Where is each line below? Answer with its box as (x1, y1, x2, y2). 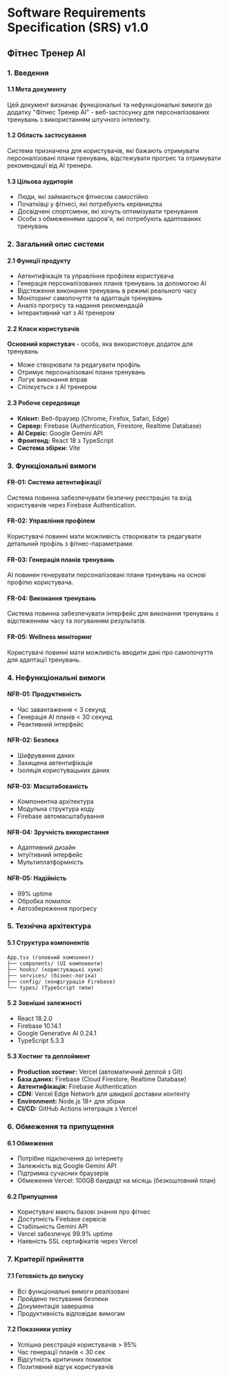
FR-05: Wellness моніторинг (7, 632, 93, 640)
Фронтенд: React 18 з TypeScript (17, 436, 114, 444)
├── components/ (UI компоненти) (7, 960, 104, 967)
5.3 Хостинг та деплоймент (7, 1052, 91, 1061)
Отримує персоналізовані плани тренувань (17, 368, 146, 376)
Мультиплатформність (17, 858, 84, 866)
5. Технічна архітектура (7, 921, 92, 931)
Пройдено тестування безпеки (17, 1294, 108, 1302)
